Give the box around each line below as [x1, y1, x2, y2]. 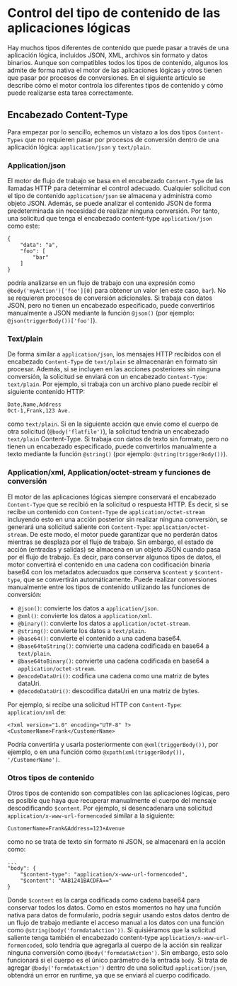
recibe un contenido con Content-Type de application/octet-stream [7, 507, 205, 516]
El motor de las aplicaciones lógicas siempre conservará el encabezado [7, 492, 216, 501]
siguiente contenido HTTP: [7, 388, 86, 396]
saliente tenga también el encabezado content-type [7, 933, 158, 941]
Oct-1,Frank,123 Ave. [7, 407, 71, 414]
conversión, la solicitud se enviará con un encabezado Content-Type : [7, 373, 207, 381]
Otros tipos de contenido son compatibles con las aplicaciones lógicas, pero [7, 789, 230, 797]
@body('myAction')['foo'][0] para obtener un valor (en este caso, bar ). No [7, 286, 226, 295]
